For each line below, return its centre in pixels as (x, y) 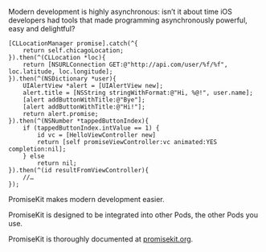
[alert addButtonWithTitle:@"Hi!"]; (84, 107)
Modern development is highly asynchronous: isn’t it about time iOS (121, 12)
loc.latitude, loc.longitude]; (61, 72)
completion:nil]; (37, 149)
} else (34, 156)
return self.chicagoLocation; (74, 51)
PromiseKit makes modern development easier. (86, 199)
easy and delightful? (42, 29)
